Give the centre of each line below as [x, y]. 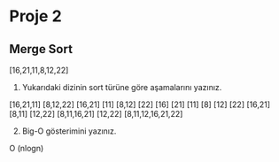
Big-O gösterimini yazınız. [69, 131]
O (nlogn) [27, 148]
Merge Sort [41, 49]
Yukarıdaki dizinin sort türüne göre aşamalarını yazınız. [122, 87]
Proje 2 [35, 16]
